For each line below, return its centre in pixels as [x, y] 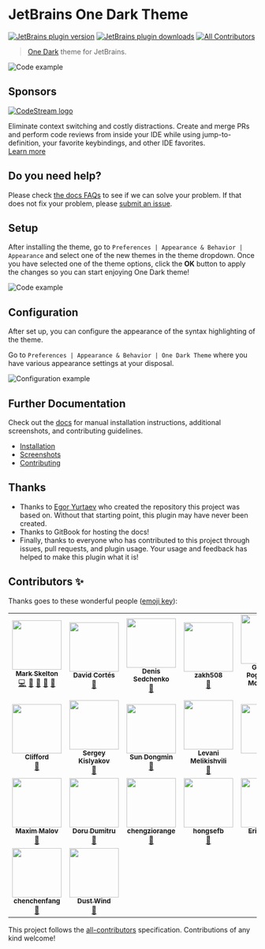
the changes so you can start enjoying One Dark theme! [99, 272]
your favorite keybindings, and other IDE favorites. [124, 143]
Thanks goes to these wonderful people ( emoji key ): [93, 600]
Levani [208, 753]
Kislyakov [94, 761]
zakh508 [209, 675]
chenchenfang [37, 901]
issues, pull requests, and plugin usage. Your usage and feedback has [133, 548]
